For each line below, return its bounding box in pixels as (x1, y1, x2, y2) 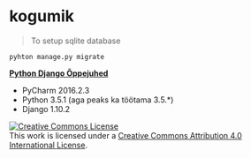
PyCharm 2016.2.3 (21, 85, 90, 95)
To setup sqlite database (30, 35, 121, 46)
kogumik (9, 6, 75, 26)
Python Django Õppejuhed (9, 68, 109, 79)
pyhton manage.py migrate (9, 52, 104, 61)
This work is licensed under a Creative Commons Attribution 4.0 (9, 130, 243, 140)
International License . (9, 139, 88, 150)
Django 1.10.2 (21, 103, 71, 114)
